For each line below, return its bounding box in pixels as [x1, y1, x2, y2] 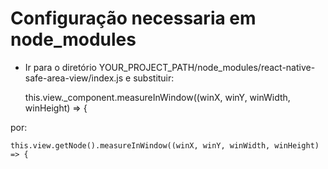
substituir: [133, 72, 175, 84]
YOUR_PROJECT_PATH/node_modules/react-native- [98, 61, 316, 73]
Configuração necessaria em [10, 7, 257, 30]
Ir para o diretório [24, 61, 97, 73]
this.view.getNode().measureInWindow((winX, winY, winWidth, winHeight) [10, 140, 320, 151]
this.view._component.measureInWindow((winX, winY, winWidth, [24, 91, 291, 103]
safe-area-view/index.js [24, 72, 124, 84]
